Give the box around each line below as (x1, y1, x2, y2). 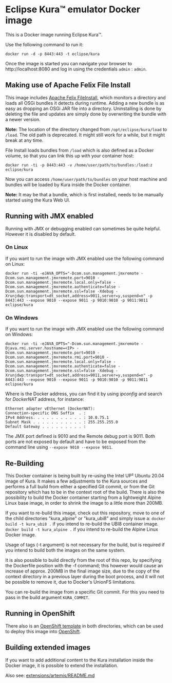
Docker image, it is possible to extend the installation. (5, 662, 119, 669)
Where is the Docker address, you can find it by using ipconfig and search (5, 391, 163, 397)
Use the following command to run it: (5, 41, 84, 47)
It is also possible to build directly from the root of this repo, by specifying (5, 557, 162, 563)
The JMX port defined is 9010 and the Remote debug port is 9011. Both (5, 433, 156, 439)
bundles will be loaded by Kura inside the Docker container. (5, 181, 131, 188)
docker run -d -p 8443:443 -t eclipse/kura (5, 51, 100, 57)
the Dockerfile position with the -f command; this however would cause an (5, 562, 163, 568)
